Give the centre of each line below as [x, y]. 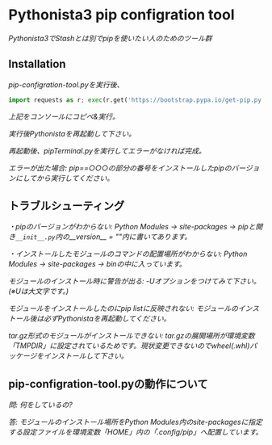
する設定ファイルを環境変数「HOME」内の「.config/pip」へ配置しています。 [136, 432]
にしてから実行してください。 [65, 178]
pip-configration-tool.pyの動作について [108, 384]
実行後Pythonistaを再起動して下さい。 [72, 133]
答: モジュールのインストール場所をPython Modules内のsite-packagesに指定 [135, 422]
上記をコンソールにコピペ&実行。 [64, 116]
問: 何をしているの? [40, 405]
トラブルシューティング [67, 206]
